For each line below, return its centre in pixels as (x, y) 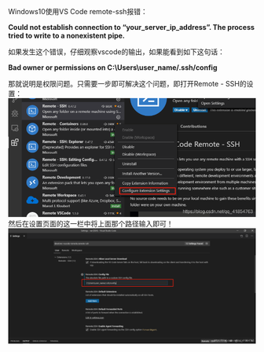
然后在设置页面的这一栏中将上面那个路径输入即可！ (91, 223)
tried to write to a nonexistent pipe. (67, 35)
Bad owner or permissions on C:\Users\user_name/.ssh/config (113, 68)
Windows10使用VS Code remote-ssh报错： (78, 11)
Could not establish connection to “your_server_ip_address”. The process (132, 27)
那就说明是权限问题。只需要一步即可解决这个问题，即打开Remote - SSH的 (127, 84)
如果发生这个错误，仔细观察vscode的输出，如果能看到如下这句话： (117, 52)
